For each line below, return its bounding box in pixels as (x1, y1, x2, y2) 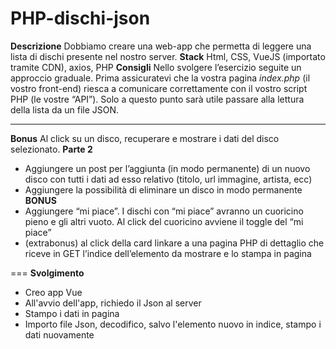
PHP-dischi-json (10, 7, 151, 30)
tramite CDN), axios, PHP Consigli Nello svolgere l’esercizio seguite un (10, 61, 302, 73)
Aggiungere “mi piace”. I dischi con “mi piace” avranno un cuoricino (24, 205, 304, 217)
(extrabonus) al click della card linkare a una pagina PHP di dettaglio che (24, 237, 325, 249)
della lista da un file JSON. (10, 103, 120, 116)
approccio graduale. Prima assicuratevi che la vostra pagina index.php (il (10, 72, 311, 84)
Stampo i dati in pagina (24, 307, 120, 319)
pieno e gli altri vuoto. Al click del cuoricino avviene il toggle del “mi (24, 215, 304, 227)
